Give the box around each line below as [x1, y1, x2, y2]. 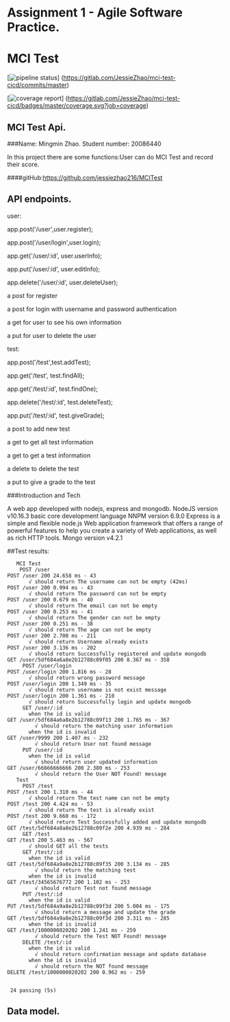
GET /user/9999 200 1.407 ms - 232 [7, 734, 109, 741]
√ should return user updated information [34, 758, 157, 765]
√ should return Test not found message [34, 885, 152, 892]
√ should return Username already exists [28, 638, 149, 645]
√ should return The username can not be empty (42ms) [28, 578, 188, 585]
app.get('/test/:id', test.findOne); [7, 385, 98, 393]
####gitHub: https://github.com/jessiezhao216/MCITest [7, 173, 163, 181]
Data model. [7, 1006, 60, 1017]
